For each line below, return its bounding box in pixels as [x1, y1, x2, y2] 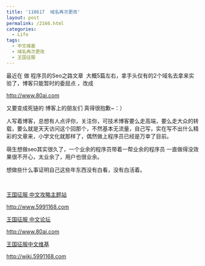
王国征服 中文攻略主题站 [6, 190, 67, 198]
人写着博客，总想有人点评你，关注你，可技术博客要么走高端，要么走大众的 [6, 117, 193, 124]
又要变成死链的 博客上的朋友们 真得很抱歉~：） [6, 104, 126, 112]
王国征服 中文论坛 [6, 215, 51, 223]
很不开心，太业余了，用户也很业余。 [11, 153, 103, 160]
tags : [6, 37, 20, 43]
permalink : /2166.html [6, 20, 64, 26]
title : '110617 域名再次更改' [6, 9, 81, 15]
